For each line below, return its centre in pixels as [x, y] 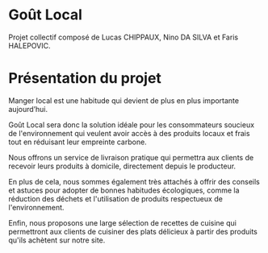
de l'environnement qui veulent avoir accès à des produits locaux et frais [129, 133]
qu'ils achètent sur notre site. [57, 240]
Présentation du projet [85, 79]
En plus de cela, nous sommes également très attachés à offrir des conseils [134, 181]
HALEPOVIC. [29, 45]
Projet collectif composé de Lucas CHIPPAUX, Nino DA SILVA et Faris [124, 37]
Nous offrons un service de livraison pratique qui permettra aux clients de [131, 157]
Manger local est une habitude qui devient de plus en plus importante [124, 100]
